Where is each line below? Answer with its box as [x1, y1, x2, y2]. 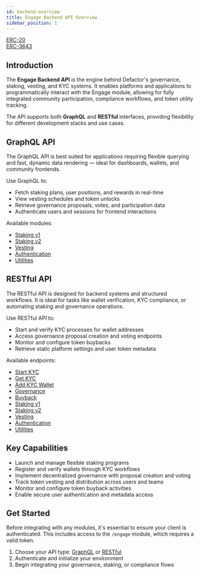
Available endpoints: [6, 356, 56, 363]
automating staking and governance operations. [6, 302, 124, 309]
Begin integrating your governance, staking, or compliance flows [14, 561, 174, 569]
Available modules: [6, 220, 53, 227]
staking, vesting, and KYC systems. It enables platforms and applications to [6, 82, 192, 90]
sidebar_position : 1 [6, 20, 58, 26]
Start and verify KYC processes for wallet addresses [14, 326, 144, 333]
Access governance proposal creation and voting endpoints [14, 332, 162, 339]
